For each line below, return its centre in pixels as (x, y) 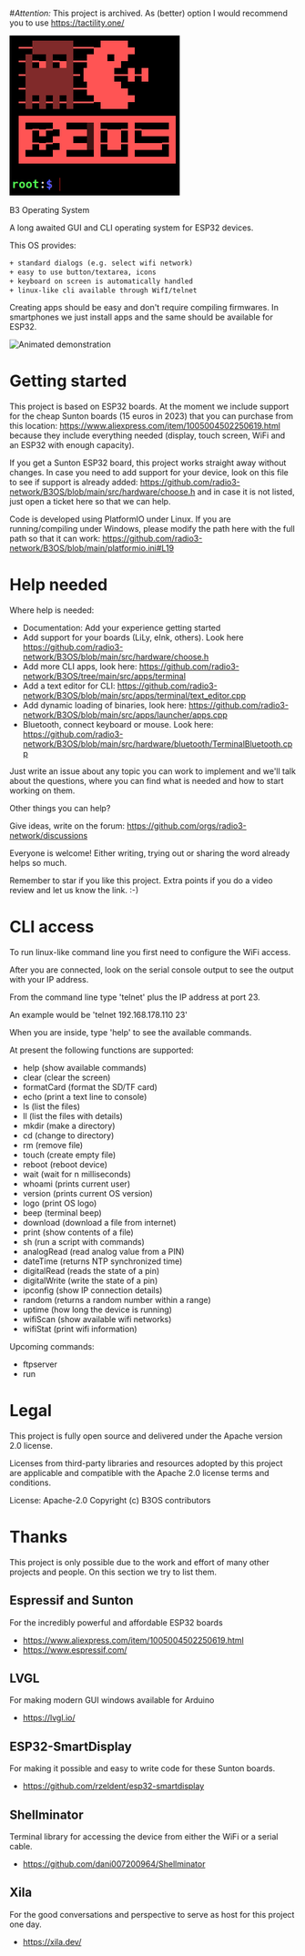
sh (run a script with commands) (84, 1241)
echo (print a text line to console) (85, 1096)
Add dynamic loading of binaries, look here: (104, 705)
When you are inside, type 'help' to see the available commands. (131, 1032)
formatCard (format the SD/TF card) (90, 1086)
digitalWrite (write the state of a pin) (90, 1280)
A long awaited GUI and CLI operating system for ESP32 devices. (132, 228)
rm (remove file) (53, 1145)
